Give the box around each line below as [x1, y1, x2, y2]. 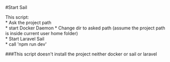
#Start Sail [5, 5, 27, 10]
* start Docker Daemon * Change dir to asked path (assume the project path [5, 25, 165, 31]
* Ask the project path [5, 20, 52, 25]
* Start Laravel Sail [5, 36, 44, 42]
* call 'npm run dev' [5, 41, 47, 47]
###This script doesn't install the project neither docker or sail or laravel [5, 51, 157, 57]
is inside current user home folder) [5, 30, 78, 36]
